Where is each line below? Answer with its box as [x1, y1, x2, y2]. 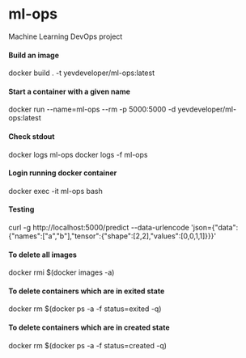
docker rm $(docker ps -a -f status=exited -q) [8, 304, 162, 314]
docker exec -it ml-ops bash [8, 186, 103, 196]
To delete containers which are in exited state [8, 286, 165, 296]
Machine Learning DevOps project [8, 32, 123, 41]
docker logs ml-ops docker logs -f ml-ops [8, 150, 148, 159]
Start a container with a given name [8, 86, 131, 96]
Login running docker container [8, 168, 117, 178]
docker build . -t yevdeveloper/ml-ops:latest [8, 68, 155, 78]
